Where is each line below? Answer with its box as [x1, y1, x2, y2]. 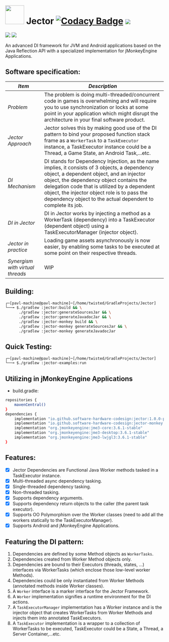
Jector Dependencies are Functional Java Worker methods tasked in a [12, 467, 158, 473]
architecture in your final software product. [44, 116, 145, 123]
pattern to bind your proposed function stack [44, 131, 150, 138]
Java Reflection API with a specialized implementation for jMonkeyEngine [5, 48, 157, 54]
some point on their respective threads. [44, 249, 137, 256]
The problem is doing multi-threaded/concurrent [44, 91, 160, 98]
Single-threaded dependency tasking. [12, 483, 92, 490]
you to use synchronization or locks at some [44, 104, 148, 111]
